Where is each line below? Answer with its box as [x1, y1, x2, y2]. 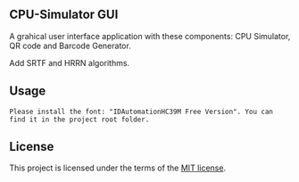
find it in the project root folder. [9, 115, 150, 124]
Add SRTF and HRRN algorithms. [9, 57, 130, 68]
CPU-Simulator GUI [9, 7, 119, 22]
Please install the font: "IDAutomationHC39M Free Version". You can [9, 107, 274, 116]
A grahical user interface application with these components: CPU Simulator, [9, 30, 291, 41]
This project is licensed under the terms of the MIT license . [9, 162, 226, 173]
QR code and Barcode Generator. [9, 40, 131, 51]
